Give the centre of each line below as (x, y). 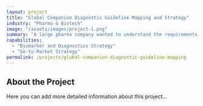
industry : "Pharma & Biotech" (45, 23)
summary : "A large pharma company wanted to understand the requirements (102, 35)
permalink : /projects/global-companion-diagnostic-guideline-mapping (97, 57)
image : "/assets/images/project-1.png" (57, 29)
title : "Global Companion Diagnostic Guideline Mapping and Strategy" (98, 18)
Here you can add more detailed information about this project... (87, 97)
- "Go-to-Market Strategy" (46, 52)
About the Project (41, 82)
